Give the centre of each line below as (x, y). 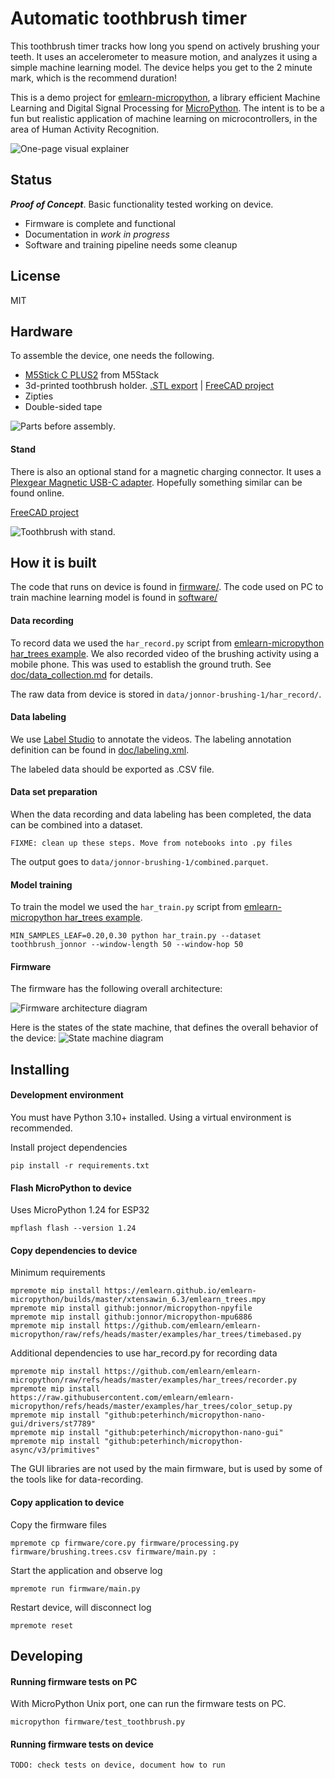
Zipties (39, 396)
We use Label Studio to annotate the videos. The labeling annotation (151, 739)
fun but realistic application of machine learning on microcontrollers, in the (164, 118)
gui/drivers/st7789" (53, 1424)
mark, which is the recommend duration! (93, 78)
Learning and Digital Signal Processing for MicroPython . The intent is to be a (167, 108)
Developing (46, 1656)
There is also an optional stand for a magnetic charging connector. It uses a (166, 471)
